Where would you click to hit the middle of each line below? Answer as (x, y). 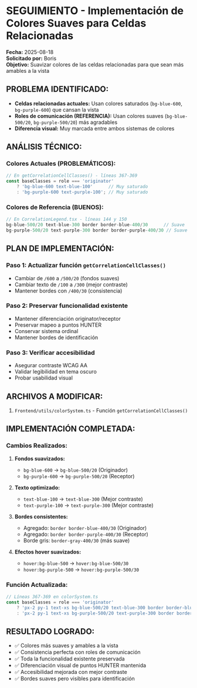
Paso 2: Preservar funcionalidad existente (67, 306)
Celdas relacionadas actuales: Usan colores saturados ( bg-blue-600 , (98, 103)
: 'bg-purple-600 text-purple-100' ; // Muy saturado (82, 192)
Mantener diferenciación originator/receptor (68, 318)
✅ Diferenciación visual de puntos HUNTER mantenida (80, 666)
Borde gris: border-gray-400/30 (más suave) (77, 540)
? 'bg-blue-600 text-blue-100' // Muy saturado (82, 187)
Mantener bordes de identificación (56, 337)
